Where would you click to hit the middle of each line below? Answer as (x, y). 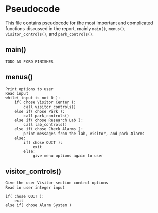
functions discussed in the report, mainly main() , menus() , (65, 28)
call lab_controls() (45, 125)
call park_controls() (47, 116)
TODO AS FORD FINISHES (29, 62)
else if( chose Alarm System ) (38, 205)
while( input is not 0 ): (33, 98)
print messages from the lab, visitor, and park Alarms (84, 134)
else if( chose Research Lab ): (49, 120)
